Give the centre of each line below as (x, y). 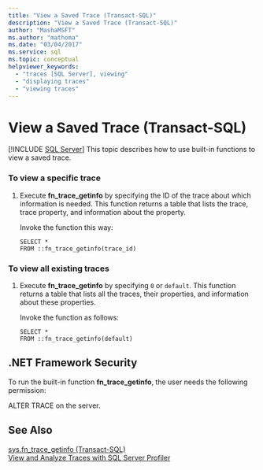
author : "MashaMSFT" (42, 30)
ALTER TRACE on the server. (54, 405)
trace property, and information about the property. (103, 212)
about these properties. (57, 302)
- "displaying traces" (52, 81)
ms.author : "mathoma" (44, 37)
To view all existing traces (59, 268)
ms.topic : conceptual (44, 60)
